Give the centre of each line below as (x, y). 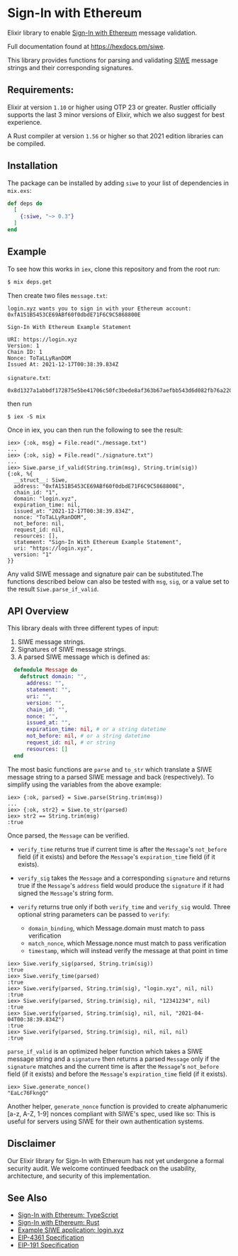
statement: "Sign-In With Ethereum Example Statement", (98, 542)
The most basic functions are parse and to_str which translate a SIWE (110, 769)
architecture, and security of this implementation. (79, 1176)
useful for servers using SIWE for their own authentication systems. (106, 1121)
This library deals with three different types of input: (83, 628)
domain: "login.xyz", (46, 499)
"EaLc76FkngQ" (28, 1093)
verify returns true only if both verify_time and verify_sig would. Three (124, 906)
